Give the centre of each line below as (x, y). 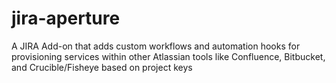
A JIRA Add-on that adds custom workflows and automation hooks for (156, 46)
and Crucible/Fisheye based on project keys (102, 67)
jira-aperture (66, 18)
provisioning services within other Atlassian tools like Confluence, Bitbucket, (168, 56)
